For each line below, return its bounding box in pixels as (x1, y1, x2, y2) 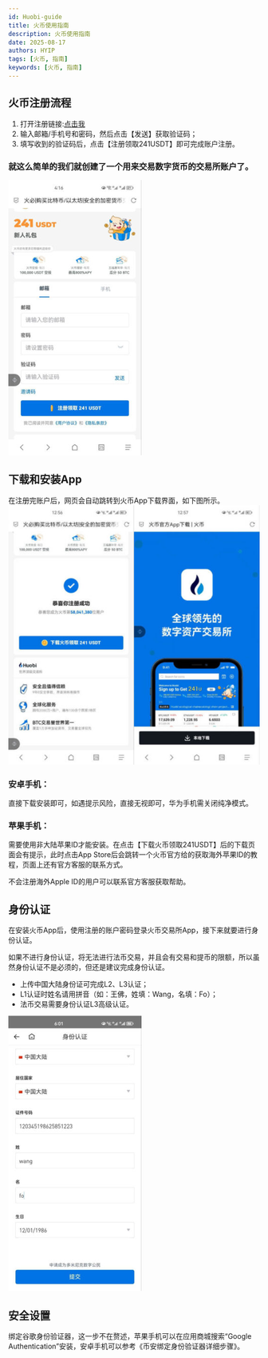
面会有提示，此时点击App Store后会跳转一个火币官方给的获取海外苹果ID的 (8, 850, 251, 859)
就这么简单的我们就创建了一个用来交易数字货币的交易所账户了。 (8, 161, 254, 172)
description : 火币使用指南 (8, 30, 91, 38)
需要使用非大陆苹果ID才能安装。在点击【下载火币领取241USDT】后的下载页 (8, 840, 255, 850)
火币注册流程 (8, 96, 72, 110)
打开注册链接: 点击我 (19, 118, 85, 128)
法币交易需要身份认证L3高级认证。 (19, 999, 134, 1009)
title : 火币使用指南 (8, 21, 69, 30)
